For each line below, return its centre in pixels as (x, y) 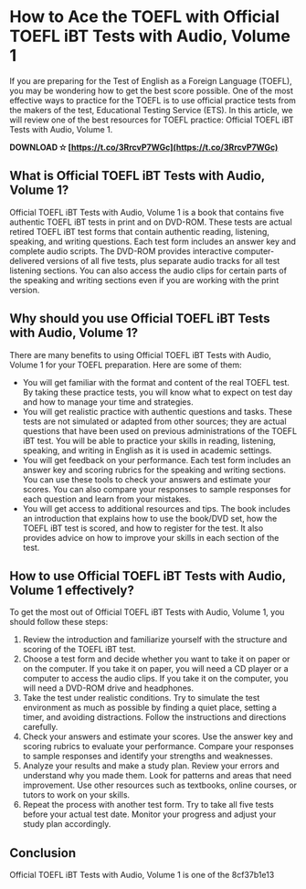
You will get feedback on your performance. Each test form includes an (157, 460)
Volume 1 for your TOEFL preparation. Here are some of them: (126, 365)
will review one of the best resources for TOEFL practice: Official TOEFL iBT (152, 120)
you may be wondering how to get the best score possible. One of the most (152, 90)
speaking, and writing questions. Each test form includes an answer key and (153, 241)
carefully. (40, 727)
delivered (27, 260)
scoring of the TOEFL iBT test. (79, 650)
